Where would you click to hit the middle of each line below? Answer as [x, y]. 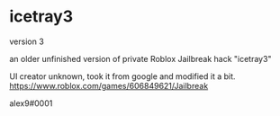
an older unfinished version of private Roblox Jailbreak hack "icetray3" [140, 58]
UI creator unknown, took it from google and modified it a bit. [122, 76]
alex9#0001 [31, 103]
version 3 [27, 41]
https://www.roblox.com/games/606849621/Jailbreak [109, 85]
